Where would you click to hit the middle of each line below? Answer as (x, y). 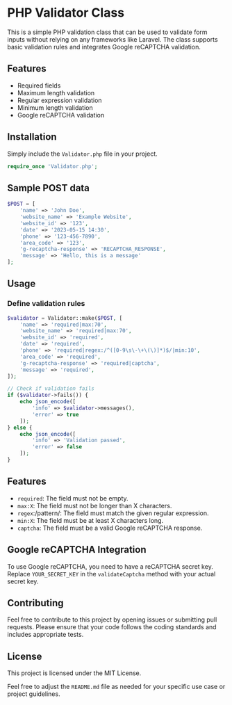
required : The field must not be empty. (73, 498)
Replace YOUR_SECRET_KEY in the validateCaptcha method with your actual (111, 574)
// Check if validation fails (51, 389)
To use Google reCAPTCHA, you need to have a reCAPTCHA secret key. (110, 566)
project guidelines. (34, 694)
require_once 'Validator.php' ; (52, 166)
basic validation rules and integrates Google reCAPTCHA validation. (104, 47)
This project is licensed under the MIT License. (74, 673)
